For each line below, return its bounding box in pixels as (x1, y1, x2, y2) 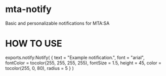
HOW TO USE (5, 38, 62, 49)
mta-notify (5, 4, 52, 15)
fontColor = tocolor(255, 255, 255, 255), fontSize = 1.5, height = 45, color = (5, 59, 162, 66)
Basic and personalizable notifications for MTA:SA (5, 20, 110, 26)
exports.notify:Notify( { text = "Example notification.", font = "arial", (5, 54, 145, 60)
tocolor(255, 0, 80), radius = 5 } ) (5, 65, 74, 71)
